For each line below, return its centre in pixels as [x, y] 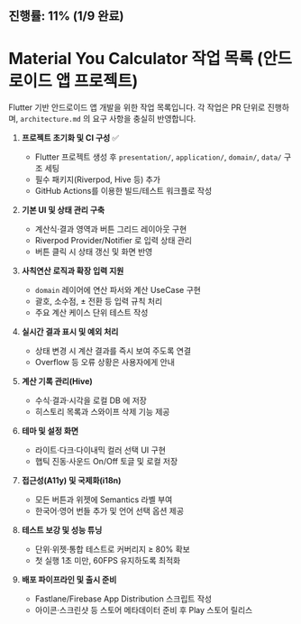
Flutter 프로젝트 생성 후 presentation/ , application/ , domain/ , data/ [158, 157]
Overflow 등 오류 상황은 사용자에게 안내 [105, 362]
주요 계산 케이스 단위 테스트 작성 [91, 313]
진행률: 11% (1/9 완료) [66, 16]
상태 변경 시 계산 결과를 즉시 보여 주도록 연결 [113, 351]
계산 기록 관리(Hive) [57, 381]
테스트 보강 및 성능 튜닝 [62, 530]
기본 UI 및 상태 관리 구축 [63, 210]
